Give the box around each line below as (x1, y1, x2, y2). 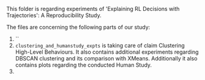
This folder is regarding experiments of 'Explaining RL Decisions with (6, 5, 180, 12)
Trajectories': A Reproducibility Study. (6, 12, 102, 19)
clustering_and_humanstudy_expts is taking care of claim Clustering (15, 42, 185, 49)
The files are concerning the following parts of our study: (6, 24, 151, 31)
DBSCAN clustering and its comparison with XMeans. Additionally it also (15, 55, 198, 62)
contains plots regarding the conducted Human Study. (15, 61, 152, 68)
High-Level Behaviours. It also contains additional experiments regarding (15, 48, 199, 56)
